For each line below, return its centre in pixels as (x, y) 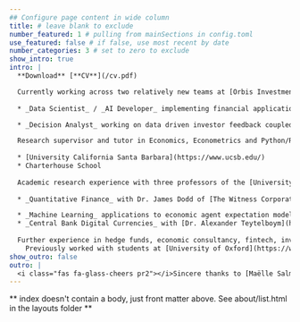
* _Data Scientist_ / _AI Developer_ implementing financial (133, 108)
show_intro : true (42, 59)
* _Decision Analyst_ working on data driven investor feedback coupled (155, 125)
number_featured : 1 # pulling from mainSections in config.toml (131, 34)
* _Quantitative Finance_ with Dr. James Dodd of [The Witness (137, 199)
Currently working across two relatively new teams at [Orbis (135, 92)
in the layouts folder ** (51, 309)
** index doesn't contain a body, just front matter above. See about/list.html (148, 299)
